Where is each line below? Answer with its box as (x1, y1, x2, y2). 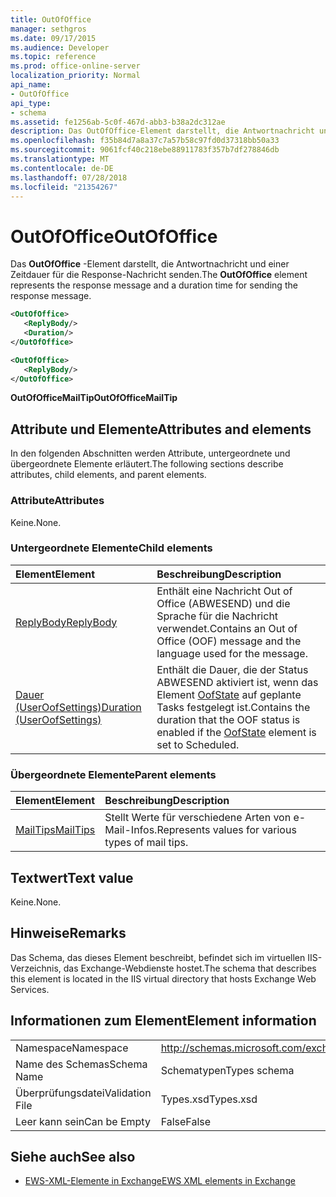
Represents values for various (156, 823, 297, 837)
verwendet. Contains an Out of (156, 621, 298, 635)
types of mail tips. (104, 836, 189, 850)
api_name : (10, 80, 52, 90)
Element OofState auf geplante (156, 687, 302, 701)
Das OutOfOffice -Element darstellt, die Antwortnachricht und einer (10, 258, 290, 270)
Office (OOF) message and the (156, 634, 302, 648)
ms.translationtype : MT (10, 154, 110, 164)
